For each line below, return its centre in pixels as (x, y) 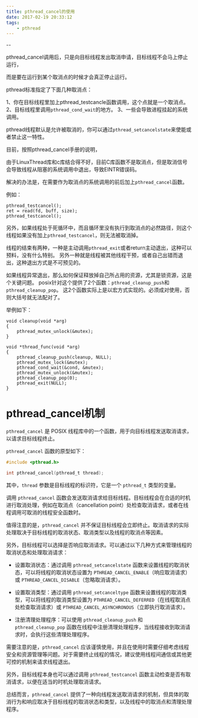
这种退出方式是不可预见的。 (50, 263)
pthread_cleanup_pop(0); (47, 378)
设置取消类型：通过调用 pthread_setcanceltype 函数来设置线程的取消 (98, 592)
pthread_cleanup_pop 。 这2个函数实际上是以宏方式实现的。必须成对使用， (95, 290)
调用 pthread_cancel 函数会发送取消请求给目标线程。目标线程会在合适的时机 (98, 497)
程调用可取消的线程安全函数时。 (45, 512)
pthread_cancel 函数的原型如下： (46, 451)
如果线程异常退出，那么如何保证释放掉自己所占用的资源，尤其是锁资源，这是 (99, 275)
